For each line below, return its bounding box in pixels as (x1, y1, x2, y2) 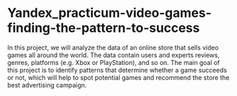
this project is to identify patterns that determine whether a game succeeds (7, 66, 228, 74)
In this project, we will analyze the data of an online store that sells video (7, 43, 219, 52)
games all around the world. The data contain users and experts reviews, (7, 51, 220, 59)
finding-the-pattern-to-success (7, 20, 200, 36)
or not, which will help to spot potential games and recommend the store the (7, 73, 230, 82)
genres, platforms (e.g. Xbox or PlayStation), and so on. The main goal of (7, 58, 221, 66)
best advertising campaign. (7, 80, 87, 89)
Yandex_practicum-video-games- (7, 5, 212, 21)
